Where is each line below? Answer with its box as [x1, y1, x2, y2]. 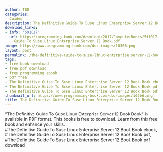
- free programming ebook [5, 71, 57, 76]
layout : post [5, 48, 32, 53]
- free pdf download [5, 66, 47, 71]
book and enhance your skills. [5, 121, 65, 127]
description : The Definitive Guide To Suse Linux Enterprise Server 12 [5, 20, 153, 26]
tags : [5, 57, 16, 62]
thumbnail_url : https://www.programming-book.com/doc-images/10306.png [5, 93, 153, 98]
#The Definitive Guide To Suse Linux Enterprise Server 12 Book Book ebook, [5, 127, 158, 133]
